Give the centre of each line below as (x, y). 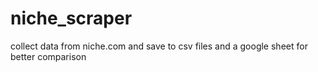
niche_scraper (71, 18)
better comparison (48, 56)
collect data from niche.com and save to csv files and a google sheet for (159, 46)
